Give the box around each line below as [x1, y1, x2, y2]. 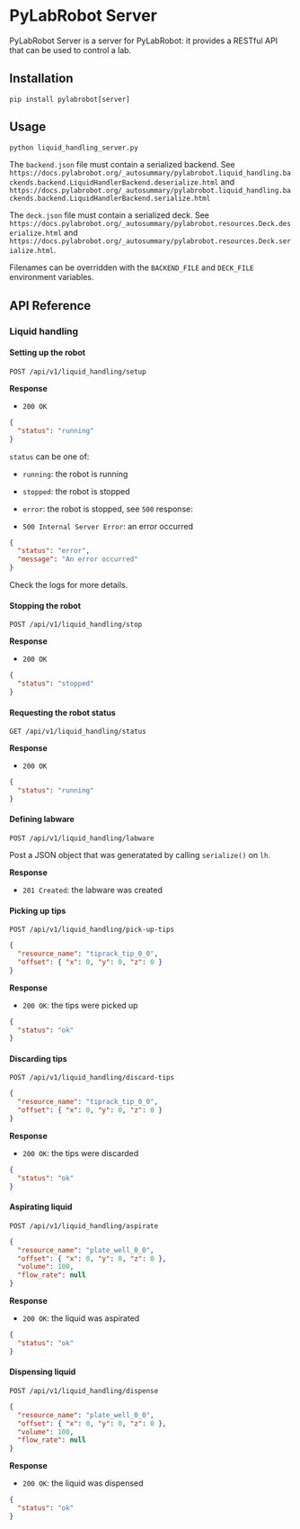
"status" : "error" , [17, 547, 91, 556]
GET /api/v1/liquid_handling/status [9, 727, 146, 737]
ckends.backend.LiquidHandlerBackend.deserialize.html [9, 178, 219, 187]
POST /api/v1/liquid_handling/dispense [9, 1386, 159, 1396]
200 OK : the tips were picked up [22, 1000, 138, 1010]
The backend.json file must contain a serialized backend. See [9, 159, 235, 170]
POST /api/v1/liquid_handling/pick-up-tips [9, 925, 175, 935]
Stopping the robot [9, 600, 82, 611]
